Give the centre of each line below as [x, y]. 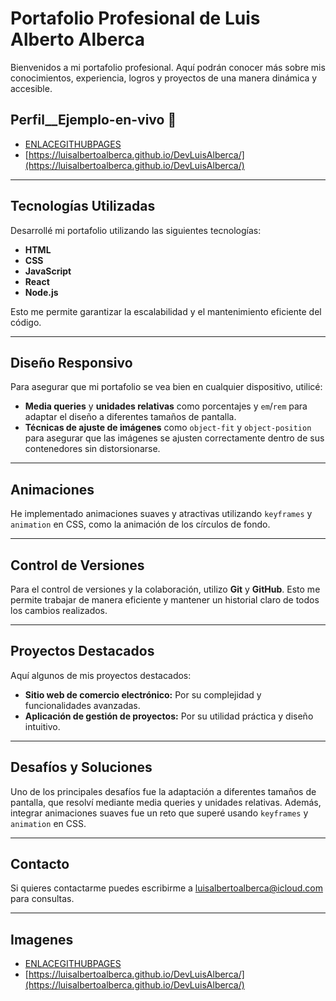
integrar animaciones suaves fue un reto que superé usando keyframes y [159, 813]
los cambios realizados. [59, 610]
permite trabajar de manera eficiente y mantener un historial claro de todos [165, 600]
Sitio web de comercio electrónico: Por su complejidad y [143, 694]
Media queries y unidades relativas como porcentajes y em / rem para [166, 406]
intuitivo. [42, 726]
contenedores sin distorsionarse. [92, 449]
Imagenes [42, 939]
